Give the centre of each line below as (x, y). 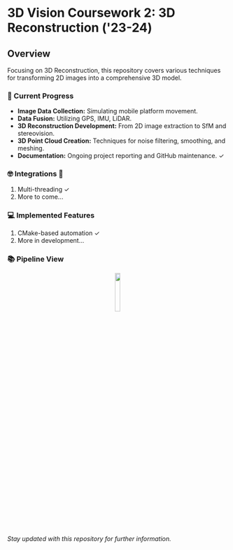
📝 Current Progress (41, 96)
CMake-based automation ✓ (58, 233)
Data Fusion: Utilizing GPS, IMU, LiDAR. (75, 119)
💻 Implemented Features (51, 215)
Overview (29, 54)
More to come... (40, 197)
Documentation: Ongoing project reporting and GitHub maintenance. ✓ (121, 156)
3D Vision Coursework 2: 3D (91, 13)
